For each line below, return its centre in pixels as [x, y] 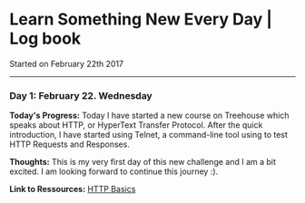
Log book [45, 39]
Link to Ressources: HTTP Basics [73, 189]
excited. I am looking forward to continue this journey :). [114, 171]
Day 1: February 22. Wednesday [81, 95]
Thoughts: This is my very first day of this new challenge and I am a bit [143, 162]
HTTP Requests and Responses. [69, 144]
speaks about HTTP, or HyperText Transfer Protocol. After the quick [136, 125]
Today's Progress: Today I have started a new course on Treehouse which [149, 116]
